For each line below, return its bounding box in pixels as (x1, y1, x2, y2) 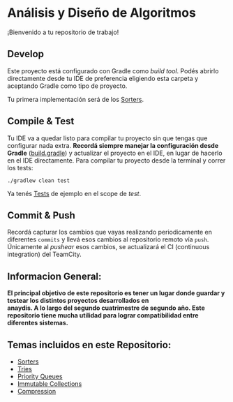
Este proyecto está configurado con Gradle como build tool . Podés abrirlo (7, 66, 219, 75)
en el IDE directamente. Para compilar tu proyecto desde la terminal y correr (7, 156, 226, 165)
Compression (17, 387, 57, 395)
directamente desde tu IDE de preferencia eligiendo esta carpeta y (7, 74, 199, 82)
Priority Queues (17, 372, 63, 380)
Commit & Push (7, 209, 75, 221)
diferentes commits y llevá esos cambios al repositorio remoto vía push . (7, 235, 209, 244)
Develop (7, 48, 44, 60)
